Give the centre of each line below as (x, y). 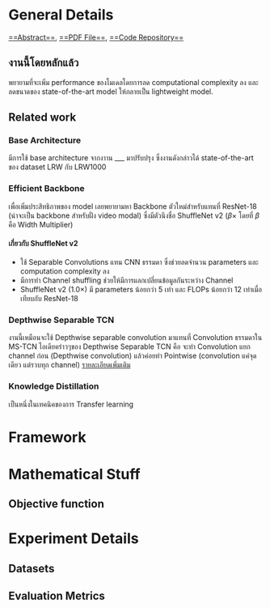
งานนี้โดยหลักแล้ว (44, 63)
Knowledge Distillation (54, 386)
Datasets (32, 568)
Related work (42, 118)
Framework (47, 437)
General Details (61, 15)
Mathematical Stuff (74, 474)
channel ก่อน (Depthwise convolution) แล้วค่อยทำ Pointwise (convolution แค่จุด (133, 356)
